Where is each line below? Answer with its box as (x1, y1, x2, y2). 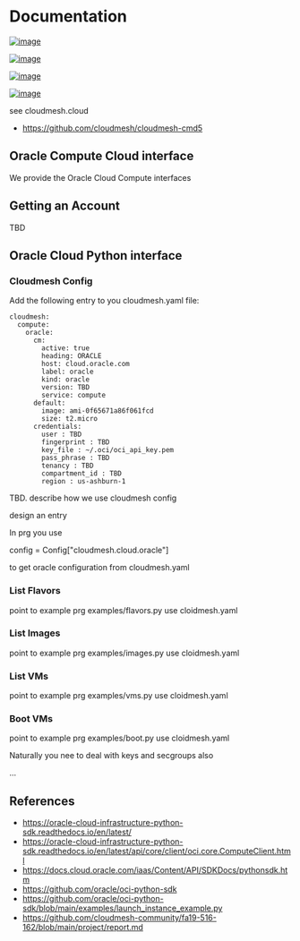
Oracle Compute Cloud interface (9, 149, 194, 164)
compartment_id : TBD (41, 469, 123, 478)
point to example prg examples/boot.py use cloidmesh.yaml (9, 732, 230, 744)
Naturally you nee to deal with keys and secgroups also (9, 750, 214, 761)
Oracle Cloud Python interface (9, 248, 183, 263)
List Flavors (9, 585, 61, 597)
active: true (41, 344, 90, 353)
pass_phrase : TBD (41, 454, 110, 463)
